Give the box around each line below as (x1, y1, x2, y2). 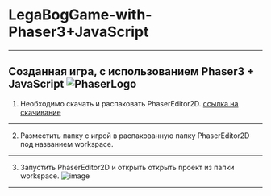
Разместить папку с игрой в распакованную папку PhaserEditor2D (19, 131, 250, 140)
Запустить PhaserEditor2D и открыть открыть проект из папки (19, 162, 235, 172)
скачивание (19, 107, 62, 117)
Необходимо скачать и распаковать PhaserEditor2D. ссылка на (19, 98, 239, 108)
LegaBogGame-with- (8, 6, 152, 24)
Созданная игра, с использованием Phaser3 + (8, 65, 255, 78)
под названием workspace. (19, 139, 115, 148)
